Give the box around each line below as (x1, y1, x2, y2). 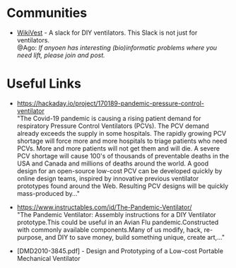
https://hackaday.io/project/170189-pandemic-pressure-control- (16, 99, 204, 107)
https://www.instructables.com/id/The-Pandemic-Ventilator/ (16, 203, 192, 211)
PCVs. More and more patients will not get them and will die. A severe (16, 144, 220, 153)
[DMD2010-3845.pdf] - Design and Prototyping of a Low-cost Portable (16, 246, 224, 255)
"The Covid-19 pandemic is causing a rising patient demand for (16, 114, 202, 122)
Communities (6, 5, 88, 21)
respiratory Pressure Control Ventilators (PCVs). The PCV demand (16, 122, 209, 130)
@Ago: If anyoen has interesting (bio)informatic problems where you (16, 43, 217, 52)
